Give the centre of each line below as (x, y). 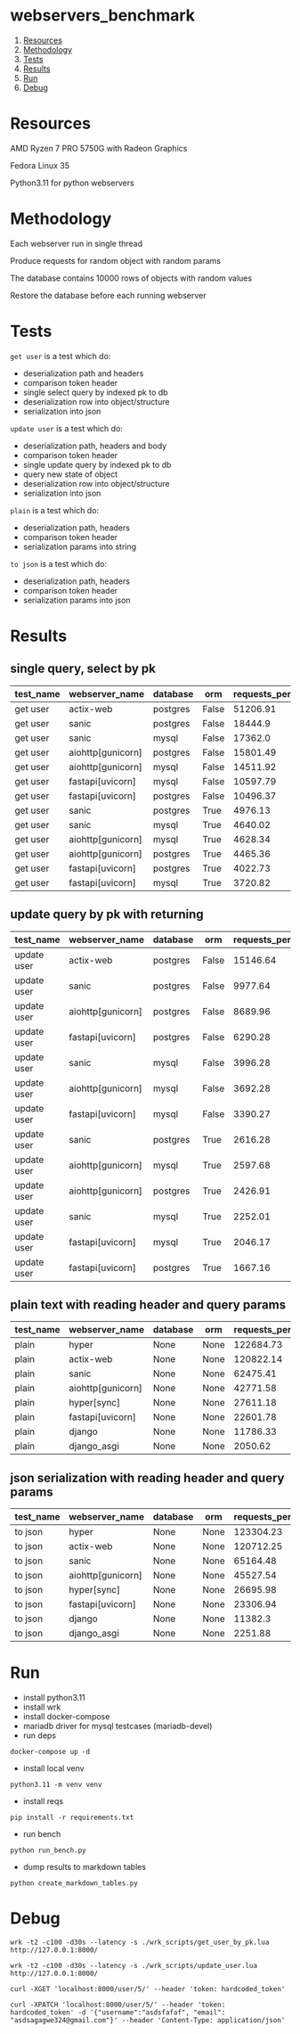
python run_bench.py (49, 1850)
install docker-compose (66, 1717)
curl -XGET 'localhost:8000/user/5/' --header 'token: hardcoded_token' (148, 1989)
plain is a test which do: (55, 510)
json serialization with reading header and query (147, 1477)
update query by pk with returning (107, 914)
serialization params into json (77, 600)
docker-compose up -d (50, 1752)
